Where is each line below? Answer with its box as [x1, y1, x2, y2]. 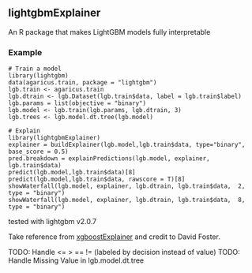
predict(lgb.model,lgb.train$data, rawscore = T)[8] [8, 175, 186, 184]
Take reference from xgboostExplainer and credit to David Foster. [8, 232, 221, 241]
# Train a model [8, 65, 62, 73]
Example [8, 47, 43, 58]
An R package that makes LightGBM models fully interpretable [8, 27, 211, 36]
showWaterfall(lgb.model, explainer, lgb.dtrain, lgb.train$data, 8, [8, 196, 246, 204]
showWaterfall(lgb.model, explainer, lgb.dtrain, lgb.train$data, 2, [8, 182, 246, 190]
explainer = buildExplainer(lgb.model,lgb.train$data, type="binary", [8, 141, 246, 149]
